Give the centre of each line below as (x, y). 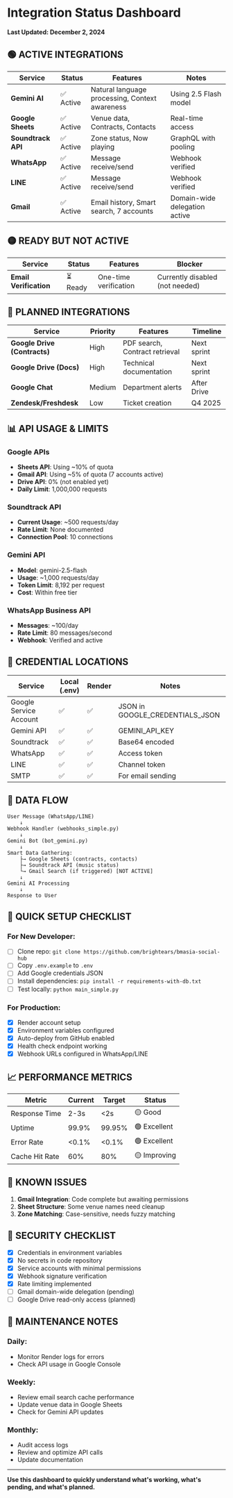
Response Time (36, 1113)
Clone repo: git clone (49, 951)
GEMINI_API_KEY (146, 731)
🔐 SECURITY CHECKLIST (62, 1236)
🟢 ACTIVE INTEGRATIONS (65, 55)
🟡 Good (148, 1112)
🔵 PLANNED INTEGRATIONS (69, 311)
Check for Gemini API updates (60, 1412)
